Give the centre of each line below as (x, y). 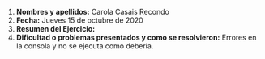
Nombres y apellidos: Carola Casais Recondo (93, 12)
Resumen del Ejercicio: (56, 29)
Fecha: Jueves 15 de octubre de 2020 (79, 20)
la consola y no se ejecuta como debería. (85, 46)
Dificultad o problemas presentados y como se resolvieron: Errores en (136, 37)
